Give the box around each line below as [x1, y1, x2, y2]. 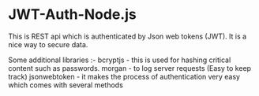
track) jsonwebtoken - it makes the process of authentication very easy [8, 72, 241, 81]
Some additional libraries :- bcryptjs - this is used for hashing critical [8, 55, 231, 65]
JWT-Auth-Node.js [8, 6, 137, 24]
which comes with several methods [8, 80, 124, 90]
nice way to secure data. [8, 39, 88, 49]
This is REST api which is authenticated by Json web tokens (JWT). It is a [8, 31, 247, 41]
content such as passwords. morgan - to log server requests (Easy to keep [8, 63, 251, 72]
